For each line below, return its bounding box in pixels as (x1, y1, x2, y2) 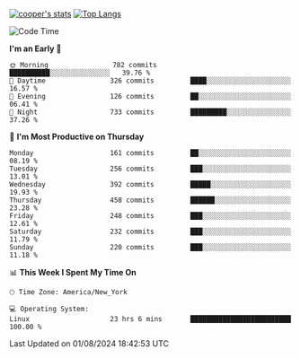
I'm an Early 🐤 (9, 43, 62, 54)
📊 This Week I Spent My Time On (9, 267, 137, 277)
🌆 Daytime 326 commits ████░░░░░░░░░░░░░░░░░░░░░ (9, 76, 292, 85)
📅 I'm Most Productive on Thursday (9, 131, 145, 142)
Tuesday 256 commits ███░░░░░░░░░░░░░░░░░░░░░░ (9, 164, 292, 173)
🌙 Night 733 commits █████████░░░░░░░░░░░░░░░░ (9, 108, 292, 117)
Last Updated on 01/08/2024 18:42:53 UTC (9, 338, 169, 349)
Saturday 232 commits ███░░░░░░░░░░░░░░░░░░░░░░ (9, 227, 292, 236)
